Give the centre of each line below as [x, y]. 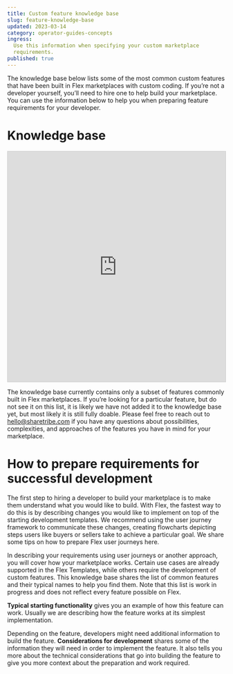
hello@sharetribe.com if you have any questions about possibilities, [103, 421]
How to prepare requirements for [103, 464]
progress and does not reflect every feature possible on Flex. [94, 592]
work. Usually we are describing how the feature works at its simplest [106, 612]
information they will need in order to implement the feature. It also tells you [115, 648]
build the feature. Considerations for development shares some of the [108, 641]
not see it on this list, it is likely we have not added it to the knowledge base [114, 406]
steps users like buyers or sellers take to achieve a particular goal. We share [116, 534]
